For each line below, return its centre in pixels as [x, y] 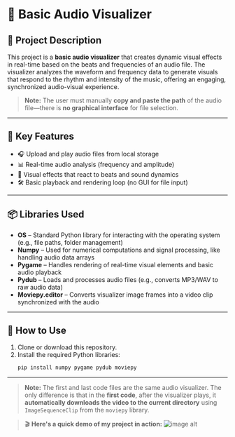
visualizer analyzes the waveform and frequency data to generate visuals [113, 72]
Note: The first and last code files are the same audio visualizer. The [123, 388]
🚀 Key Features [41, 136]
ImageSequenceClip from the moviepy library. [87, 410]
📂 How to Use [37, 331]
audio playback [40, 272]
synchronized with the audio [58, 302]
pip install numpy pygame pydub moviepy [77, 368]
